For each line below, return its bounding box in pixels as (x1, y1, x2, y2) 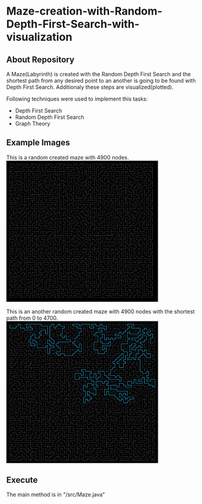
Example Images (6, 138, 70, 148)
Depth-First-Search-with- (6, 17, 140, 31)
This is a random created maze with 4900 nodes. (6, 153, 129, 161)
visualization (6, 30, 73, 44)
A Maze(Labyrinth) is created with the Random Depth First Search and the (6, 71, 191, 77)
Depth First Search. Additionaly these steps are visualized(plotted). (6, 83, 174, 91)
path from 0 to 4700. (6, 314, 58, 321)
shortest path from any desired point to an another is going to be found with (6, 77, 196, 84)
